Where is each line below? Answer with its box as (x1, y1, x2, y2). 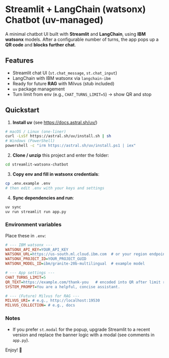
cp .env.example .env (5, 181, 51, 186)
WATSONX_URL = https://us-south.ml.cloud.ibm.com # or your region (5, 251, 147, 257)
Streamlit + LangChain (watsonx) (5, 4, 146, 15)
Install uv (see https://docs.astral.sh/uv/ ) (12, 119, 98, 125)
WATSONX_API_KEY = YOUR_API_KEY (5, 247, 69, 252)
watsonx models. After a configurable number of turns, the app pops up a (5, 36, 159, 42)
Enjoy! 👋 (5, 347, 23, 353)
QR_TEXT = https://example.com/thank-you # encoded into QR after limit (5, 279, 161, 285)
